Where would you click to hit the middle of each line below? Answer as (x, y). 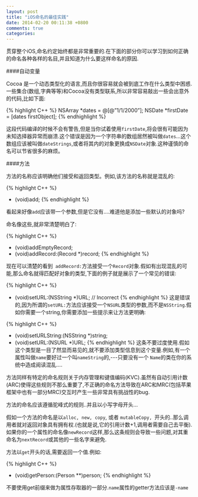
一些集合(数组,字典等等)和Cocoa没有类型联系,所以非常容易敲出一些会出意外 (98, 91)
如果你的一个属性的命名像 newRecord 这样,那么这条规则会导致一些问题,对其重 (97, 432)
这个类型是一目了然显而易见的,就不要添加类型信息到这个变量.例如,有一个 (102, 350)
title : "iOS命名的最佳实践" (38, 17)
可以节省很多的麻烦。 (37, 151)
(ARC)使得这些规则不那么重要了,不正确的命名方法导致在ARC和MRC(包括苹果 (99, 385)
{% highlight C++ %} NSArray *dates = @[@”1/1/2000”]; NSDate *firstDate (97, 111)
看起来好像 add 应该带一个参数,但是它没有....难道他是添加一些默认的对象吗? (95, 212)
